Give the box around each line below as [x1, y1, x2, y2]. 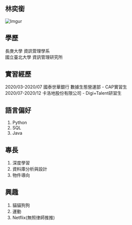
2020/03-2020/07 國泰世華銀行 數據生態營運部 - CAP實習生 [5, 84, 128, 90]
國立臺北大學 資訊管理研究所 [5, 54, 63, 60]
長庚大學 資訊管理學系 [5, 48, 50, 54]
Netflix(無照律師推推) [12, 215, 55, 221]
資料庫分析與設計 [12, 166, 47, 172]
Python [12, 119, 27, 125]
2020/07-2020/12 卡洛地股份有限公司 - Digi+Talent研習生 [5, 90, 122, 96]
